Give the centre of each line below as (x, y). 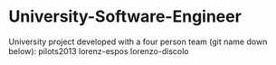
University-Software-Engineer (125, 17)
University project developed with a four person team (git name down (138, 42)
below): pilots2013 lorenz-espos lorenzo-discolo (99, 51)
